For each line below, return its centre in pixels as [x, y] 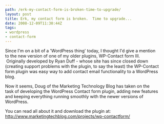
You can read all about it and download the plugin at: [58, 111]
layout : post [18, 14]
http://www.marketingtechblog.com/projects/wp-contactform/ [68, 116]
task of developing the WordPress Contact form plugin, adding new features [82, 91]
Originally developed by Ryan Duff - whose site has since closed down [77, 61]
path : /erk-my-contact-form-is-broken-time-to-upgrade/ [63, 10]
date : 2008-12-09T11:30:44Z [34, 23]
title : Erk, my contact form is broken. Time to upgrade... [69, 19]
